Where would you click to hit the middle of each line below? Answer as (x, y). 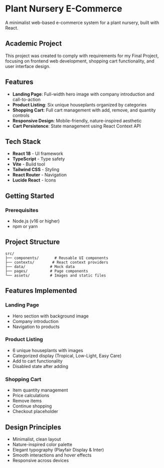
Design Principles (33, 427)
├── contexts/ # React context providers (57, 262)
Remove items (27, 401)
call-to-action (26, 99)
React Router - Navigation (39, 175)
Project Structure (32, 242)
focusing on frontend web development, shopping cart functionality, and (80, 61)
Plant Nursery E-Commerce (64, 9)
